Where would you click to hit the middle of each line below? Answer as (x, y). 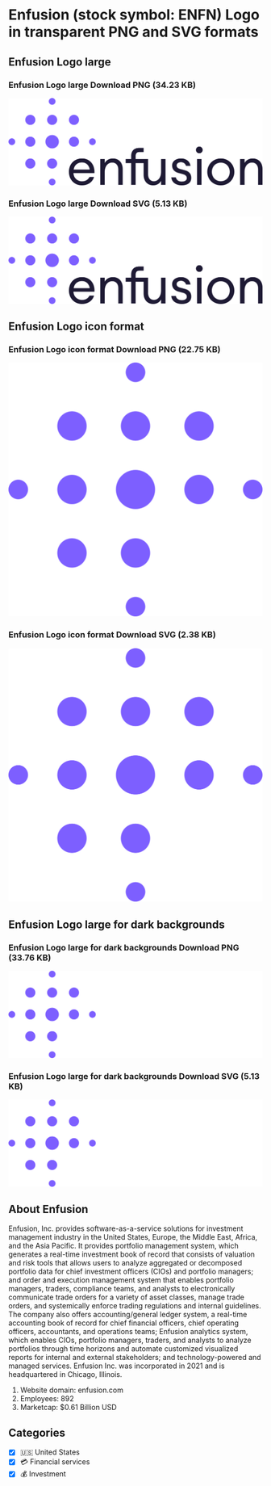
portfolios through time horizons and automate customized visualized (123, 1349)
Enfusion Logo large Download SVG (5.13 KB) (98, 204)
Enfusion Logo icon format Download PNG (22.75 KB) (115, 349)
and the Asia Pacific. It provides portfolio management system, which (124, 1246)
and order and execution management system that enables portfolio (121, 1280)
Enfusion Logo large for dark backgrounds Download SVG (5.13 (134, 1076)
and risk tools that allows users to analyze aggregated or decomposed (125, 1263)
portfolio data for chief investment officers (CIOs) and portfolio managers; (131, 1272)
